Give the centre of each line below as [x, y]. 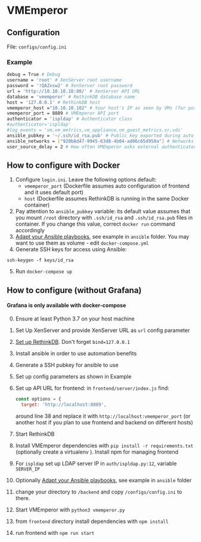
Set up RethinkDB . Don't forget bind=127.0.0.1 [72, 341]
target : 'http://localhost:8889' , [64, 404]
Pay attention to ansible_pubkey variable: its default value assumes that [103, 211]
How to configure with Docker [64, 165]
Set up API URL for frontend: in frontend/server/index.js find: [92, 388]
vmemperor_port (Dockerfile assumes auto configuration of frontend [107, 186]
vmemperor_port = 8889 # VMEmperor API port [63, 113]
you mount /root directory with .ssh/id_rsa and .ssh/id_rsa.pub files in [104, 218]
